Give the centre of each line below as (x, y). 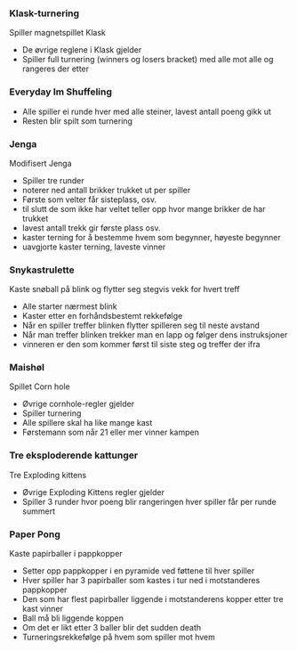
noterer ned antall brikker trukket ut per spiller (106, 190)
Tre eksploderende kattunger (74, 455)
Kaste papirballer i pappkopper (66, 554)
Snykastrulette (42, 270)
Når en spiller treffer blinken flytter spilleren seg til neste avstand (141, 325)
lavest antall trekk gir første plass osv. (92, 228)
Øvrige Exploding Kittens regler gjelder (93, 492)
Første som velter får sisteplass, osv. (89, 199)
